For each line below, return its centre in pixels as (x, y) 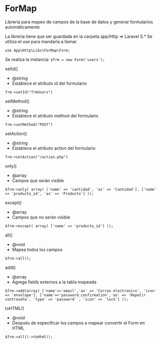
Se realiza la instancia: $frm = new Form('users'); (55, 59)
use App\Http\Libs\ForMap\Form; (37, 50)
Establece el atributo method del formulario (55, 116)
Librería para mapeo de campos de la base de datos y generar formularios (79, 22)
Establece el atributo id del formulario (49, 83)
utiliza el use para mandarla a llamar (41, 41)
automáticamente (22, 27)
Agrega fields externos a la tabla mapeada (54, 282)
